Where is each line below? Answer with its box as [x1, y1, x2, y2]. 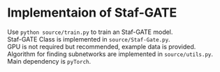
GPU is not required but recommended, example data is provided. [7, 42, 196, 51]
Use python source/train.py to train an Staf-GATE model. [7, 28, 173, 36]
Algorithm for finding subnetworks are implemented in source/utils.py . [7, 50, 214, 58]
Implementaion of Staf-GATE [7, 5, 177, 21]
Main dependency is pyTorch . [7, 57, 91, 65]
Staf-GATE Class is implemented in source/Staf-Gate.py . [7, 35, 170, 43]
